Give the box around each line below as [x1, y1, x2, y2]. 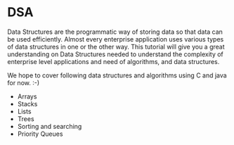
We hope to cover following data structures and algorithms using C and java [7, 71, 227, 80]
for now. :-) [7, 78, 40, 87]
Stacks [17, 99, 38, 108]
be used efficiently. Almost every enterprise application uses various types [7, 34, 224, 43]
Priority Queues [17, 130, 63, 138]
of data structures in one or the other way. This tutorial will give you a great [7, 42, 225, 51]
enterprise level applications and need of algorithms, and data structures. [7, 57, 220, 65]
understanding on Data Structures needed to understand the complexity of [7, 50, 223, 58]
